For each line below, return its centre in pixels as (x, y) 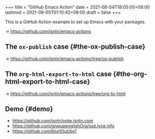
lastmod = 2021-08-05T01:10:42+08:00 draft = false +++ (63, 12)
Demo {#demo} (29, 109)
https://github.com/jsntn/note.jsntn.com (53, 121)
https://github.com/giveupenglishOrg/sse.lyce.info (63, 126)
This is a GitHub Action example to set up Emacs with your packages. (76, 22)
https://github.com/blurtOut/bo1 (44, 131)
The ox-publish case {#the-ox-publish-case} (75, 47)
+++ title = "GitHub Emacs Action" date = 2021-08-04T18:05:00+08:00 (77, 7)
